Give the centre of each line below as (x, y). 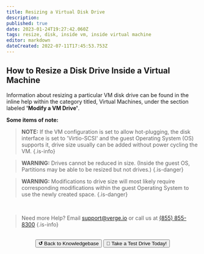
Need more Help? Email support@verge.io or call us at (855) (97, 218)
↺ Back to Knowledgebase (69, 243)
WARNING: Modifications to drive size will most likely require (98, 181)
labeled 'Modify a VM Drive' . (43, 108)
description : (23, 18)
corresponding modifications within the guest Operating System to (105, 187)
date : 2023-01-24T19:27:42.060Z (47, 29)
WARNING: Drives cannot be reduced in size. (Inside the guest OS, (106, 163)
